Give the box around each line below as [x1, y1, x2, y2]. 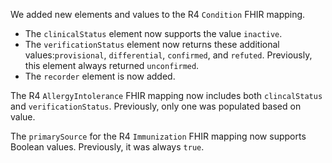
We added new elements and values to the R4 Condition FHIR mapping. [10, 9, 306, 20]
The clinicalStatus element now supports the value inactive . [24, 28, 283, 39]
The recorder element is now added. [24, 70, 176, 82]
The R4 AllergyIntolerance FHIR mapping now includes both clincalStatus [10, 90, 323, 101]
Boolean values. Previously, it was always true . [10, 141, 205, 153]
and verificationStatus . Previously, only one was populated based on [10, 100, 302, 112]
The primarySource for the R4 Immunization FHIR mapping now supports [10, 130, 307, 142]
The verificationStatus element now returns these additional [24, 39, 280, 50]
